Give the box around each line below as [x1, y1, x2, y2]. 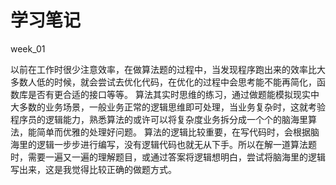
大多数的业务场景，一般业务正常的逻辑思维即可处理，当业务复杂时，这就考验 [10, 101, 326, 113]
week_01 [10, 42, 46, 55]
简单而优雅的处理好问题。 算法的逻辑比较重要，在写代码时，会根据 [36, 126, 311, 138]
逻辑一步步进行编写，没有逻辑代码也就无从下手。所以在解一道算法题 [36, 138, 317, 150]
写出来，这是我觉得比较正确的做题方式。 [10, 163, 177, 175]
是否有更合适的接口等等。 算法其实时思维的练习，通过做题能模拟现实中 [27, 88, 320, 100]
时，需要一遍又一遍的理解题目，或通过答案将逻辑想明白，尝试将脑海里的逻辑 [10, 151, 326, 163]
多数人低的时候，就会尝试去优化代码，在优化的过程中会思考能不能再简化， [10, 76, 317, 88]
